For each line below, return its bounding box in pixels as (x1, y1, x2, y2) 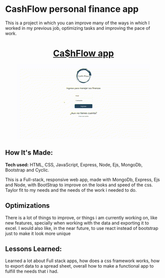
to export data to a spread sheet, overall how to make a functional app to (5, 263, 154, 269)
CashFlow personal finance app (5, 3, 139, 15)
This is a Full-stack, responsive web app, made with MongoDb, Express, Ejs (5, 176, 160, 182)
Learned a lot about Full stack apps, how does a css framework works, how (5, 258, 160, 264)
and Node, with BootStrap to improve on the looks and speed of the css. (5, 182, 153, 188)
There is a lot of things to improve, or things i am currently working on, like (5, 215, 158, 221)
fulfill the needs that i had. (5, 269, 59, 275)
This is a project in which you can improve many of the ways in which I (5, 20, 150, 26)
